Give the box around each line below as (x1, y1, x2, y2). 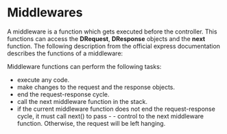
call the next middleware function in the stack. (16, 97, 148, 105)
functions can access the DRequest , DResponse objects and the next (7, 34, 206, 42)
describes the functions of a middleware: (7, 49, 123, 57)
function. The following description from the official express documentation (7, 42, 221, 50)
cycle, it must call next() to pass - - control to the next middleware (16, 111, 204, 120)
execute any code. (16, 75, 70, 83)
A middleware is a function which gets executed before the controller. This (7, 27, 217, 36)
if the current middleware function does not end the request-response (16, 105, 216, 113)
